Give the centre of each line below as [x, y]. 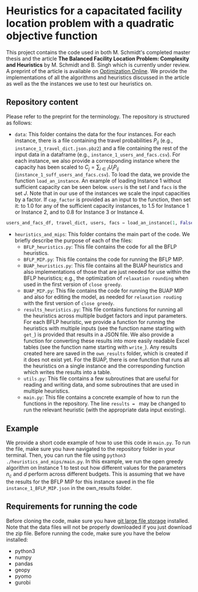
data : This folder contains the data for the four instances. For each [95, 134]
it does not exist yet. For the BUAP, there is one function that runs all [106, 360]
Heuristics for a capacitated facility [94, 11]
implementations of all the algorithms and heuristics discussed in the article [98, 77]
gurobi [23, 582]
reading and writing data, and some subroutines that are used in [101, 385]
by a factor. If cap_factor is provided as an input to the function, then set [103, 199]
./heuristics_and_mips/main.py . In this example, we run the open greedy [95, 462]
